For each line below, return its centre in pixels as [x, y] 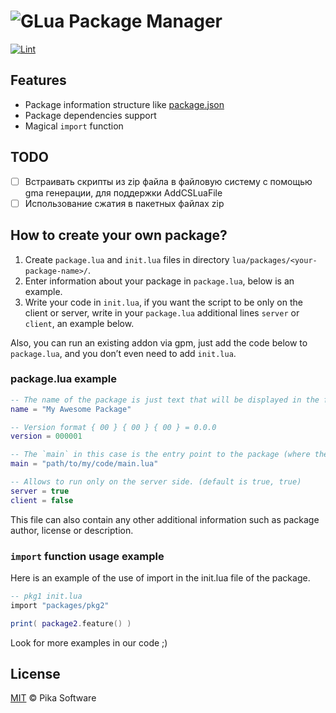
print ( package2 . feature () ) [71, 623]
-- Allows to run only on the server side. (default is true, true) [156, 482]
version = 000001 [46, 436]
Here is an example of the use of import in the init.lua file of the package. [160, 577]
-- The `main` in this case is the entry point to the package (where [160, 455]
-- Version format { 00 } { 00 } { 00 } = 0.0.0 [113, 427]
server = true [40, 491]
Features [38, 80]
